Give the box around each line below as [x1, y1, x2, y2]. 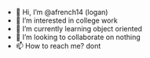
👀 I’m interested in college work [15, 16, 118, 25]
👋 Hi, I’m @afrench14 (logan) [15, 8, 108, 16]
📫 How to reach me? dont [15, 42, 101, 50]
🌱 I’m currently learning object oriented [15, 24, 143, 33]
